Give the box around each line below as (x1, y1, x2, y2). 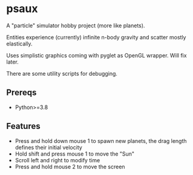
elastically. (6, 40, 33, 47)
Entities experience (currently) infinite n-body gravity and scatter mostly (6, 33, 186, 41)
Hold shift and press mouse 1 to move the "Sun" (15, 150, 135, 157)
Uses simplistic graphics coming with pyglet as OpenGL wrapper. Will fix (6, 51, 187, 59)
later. (6, 58, 19, 65)
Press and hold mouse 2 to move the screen (15, 163, 125, 170)
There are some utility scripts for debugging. (6, 70, 118, 77)
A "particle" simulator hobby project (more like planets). (6, 22, 145, 29)
